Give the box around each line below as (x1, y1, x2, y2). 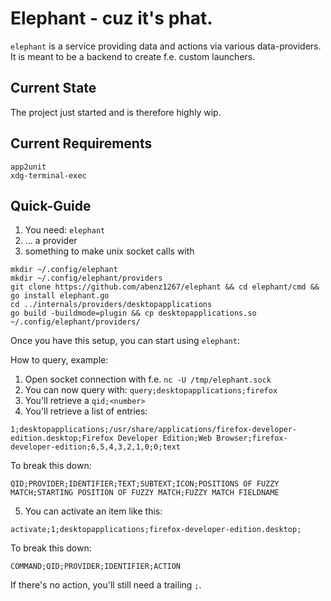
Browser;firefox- (216, 433, 288, 444)
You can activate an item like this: (24, 505, 163, 517)
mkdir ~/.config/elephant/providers (10, 273, 163, 284)
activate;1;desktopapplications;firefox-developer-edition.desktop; (10, 525, 302, 535)
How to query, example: (10, 354, 109, 366)
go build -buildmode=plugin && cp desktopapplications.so (10, 308, 257, 319)
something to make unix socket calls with (24, 245, 195, 257)
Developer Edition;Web (117, 433, 213, 444)
